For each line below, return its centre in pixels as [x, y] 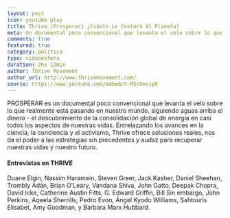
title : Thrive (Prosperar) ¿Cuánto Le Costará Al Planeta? [93, 26]
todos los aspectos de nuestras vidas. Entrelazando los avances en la [105, 125]
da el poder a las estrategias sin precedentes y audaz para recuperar [105, 140]
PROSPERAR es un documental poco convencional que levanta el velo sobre [115, 103]
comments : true [29, 39]
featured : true [29, 45]
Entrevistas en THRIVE [40, 163]
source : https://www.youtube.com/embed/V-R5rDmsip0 [82, 84]
